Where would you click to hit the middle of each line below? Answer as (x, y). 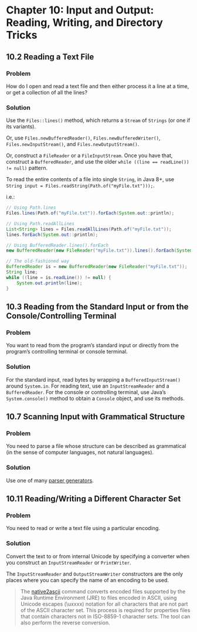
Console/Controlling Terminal (61, 316)
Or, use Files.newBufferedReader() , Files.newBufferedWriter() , (83, 138)
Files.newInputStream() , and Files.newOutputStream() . (73, 144)
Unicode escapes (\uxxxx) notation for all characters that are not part (104, 604)
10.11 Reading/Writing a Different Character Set (94, 499)
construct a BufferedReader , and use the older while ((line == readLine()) (98, 162)
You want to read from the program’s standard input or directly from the (92, 345)
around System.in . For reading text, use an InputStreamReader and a (88, 386)
